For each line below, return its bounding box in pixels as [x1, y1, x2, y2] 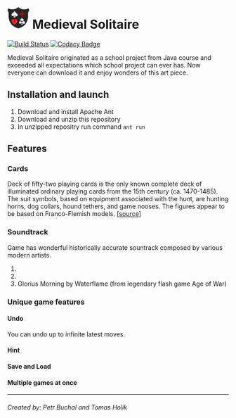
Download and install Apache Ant [17, 107, 114, 115]
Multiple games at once [7, 378, 77, 386]
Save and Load [7, 362, 51, 371]
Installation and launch [7, 89, 110, 101]
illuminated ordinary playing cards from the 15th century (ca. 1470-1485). [7, 187, 218, 196]
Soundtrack [7, 227, 48, 237]
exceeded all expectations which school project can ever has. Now [7, 61, 201, 69]
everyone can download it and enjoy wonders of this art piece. [7, 68, 188, 77]
